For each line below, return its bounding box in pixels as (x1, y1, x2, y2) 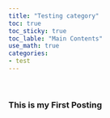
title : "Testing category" (8, 11, 99, 20)
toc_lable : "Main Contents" (8, 34, 104, 43)
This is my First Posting (8, 99, 103, 110)
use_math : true (8, 42, 60, 50)
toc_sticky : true (8, 27, 67, 35)
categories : (8, 49, 49, 57)
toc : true (8, 19, 42, 27)
